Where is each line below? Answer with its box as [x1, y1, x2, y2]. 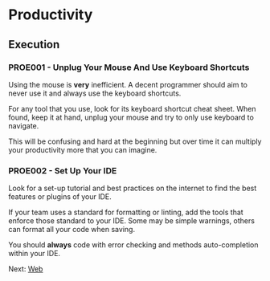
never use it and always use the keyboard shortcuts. [8, 88, 182, 98]
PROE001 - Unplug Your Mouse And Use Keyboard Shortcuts [8, 62, 250, 73]
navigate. [8, 120, 39, 130]
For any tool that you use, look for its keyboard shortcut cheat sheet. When [8, 104, 256, 113]
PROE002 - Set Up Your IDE [8, 165, 117, 176]
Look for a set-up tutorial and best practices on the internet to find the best [8, 183, 257, 193]
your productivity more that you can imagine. [8, 145, 157, 154]
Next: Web [8, 264, 43, 274]
